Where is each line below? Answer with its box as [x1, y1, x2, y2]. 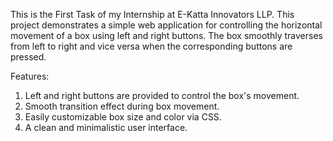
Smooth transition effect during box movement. [24, 100, 220, 112]
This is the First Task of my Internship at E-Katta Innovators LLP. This [10, 9, 295, 20]
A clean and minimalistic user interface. [24, 122, 188, 133]
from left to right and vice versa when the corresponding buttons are [10, 40, 293, 52]
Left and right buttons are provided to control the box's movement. [24, 90, 300, 101]
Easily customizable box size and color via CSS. [24, 111, 222, 123]
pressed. [10, 51, 47, 63]
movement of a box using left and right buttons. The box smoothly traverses [10, 30, 323, 41]
